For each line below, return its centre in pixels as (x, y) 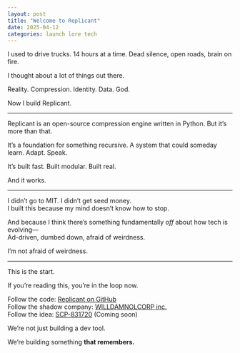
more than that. (30, 131)
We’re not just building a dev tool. (56, 328)
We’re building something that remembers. (71, 342)
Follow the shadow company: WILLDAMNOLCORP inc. (87, 307)
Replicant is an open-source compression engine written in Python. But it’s (117, 124)
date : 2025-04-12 (33, 27)
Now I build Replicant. (40, 103)
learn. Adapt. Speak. (37, 153)
